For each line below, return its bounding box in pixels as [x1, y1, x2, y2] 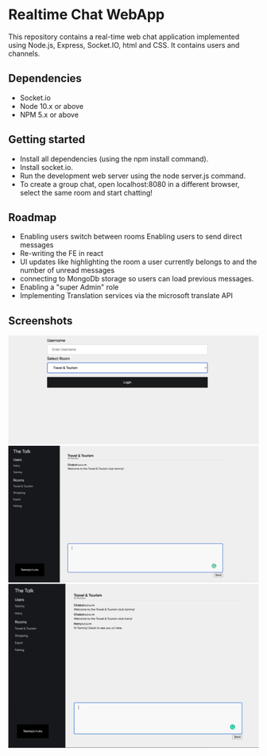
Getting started [8, 133, 86, 146]
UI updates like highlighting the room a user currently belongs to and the [19, 257, 257, 267]
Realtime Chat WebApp [8, 6, 165, 24]
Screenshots [8, 314, 73, 328]
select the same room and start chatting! [19, 188, 153, 197]
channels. [8, 48, 41, 58]
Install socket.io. [19, 162, 74, 172]
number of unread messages [19, 266, 115, 275]
